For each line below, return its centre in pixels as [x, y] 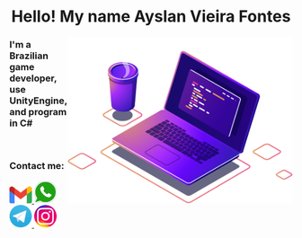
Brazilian [29, 56]
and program [38, 112]
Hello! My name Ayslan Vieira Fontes [151, 17]
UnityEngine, [38, 101]
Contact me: [37, 166]
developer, [33, 78]
